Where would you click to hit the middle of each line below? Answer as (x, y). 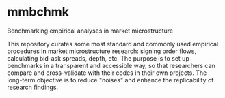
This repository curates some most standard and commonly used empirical (113, 44)
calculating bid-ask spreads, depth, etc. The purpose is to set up (98, 58)
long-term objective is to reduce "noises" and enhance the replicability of (110, 80)
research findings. (33, 87)
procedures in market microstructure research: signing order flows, (102, 51)
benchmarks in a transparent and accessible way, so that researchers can (111, 65)
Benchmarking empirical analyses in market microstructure (90, 31)
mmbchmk (38, 12)
